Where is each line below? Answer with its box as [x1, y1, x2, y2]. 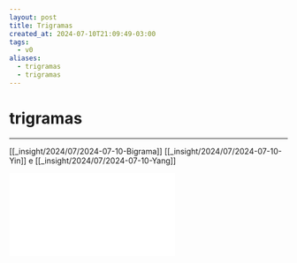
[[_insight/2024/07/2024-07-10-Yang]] [34, 155, 177, 166]
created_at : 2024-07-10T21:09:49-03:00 [9, 29, 156, 38]
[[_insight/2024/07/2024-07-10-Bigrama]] [9, 146, 163, 156]
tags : [9, 37, 29, 47]
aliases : [9, 54, 42, 63]
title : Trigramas [9, 21, 73, 30]
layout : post [9, 12, 57, 22]
